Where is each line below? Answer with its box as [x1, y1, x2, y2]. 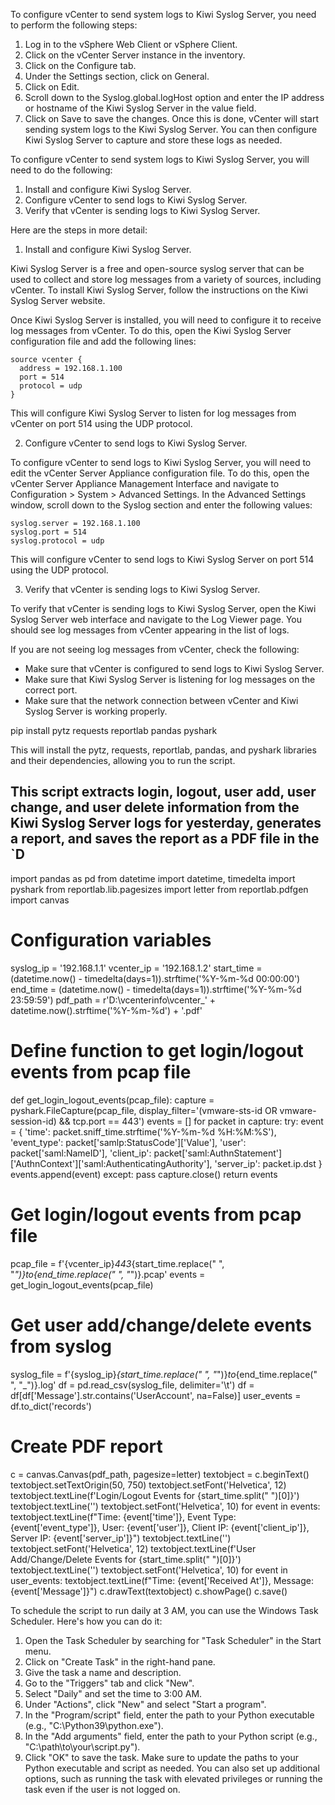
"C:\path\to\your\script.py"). [24, 1740, 141, 1753]
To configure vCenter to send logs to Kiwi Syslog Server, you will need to [10, 457, 312, 468]
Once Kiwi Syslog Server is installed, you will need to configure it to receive [10, 314, 322, 326]
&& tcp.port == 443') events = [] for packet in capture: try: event [58, 1115, 324, 1127]
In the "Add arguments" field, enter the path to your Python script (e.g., [24, 1730, 318, 1742]
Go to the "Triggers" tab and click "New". [24, 1677, 195, 1689]
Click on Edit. [24, 81, 80, 93]
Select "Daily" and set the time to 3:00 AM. [24, 1687, 203, 1699]
